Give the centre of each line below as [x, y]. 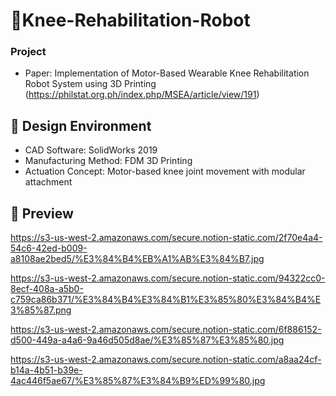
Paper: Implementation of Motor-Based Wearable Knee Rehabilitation [167, 73]
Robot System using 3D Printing [90, 84]
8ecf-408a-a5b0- [47, 289]
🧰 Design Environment [81, 125]
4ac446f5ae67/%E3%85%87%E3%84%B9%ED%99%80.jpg [138, 381]
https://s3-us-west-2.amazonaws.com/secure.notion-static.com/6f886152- [166, 330]
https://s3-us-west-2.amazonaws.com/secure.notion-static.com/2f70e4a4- [166, 238]
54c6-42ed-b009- [49, 248]
